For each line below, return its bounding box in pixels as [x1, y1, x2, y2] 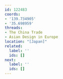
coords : [4, 12, 21, 17]
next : [4, 57, 16, 62]
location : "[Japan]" [4, 39, 48, 44]
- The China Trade [4, 30, 43, 35]
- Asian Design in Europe [4, 35, 58, 40]
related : [4, 44, 23, 49]
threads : [4, 26, 23, 30]
